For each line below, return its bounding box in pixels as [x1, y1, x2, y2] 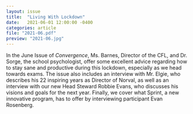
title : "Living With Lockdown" [6, 14, 85, 20]
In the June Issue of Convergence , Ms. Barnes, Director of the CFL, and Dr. [6, 52, 188, 58]
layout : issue [6, 8, 41, 15]
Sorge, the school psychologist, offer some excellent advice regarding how [6, 58, 188, 65]
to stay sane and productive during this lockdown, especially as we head [6, 64, 182, 71]
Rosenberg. [6, 102, 34, 108]
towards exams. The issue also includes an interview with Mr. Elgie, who [6, 71, 181, 77]
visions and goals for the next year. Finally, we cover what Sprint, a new [6, 89, 180, 96]
